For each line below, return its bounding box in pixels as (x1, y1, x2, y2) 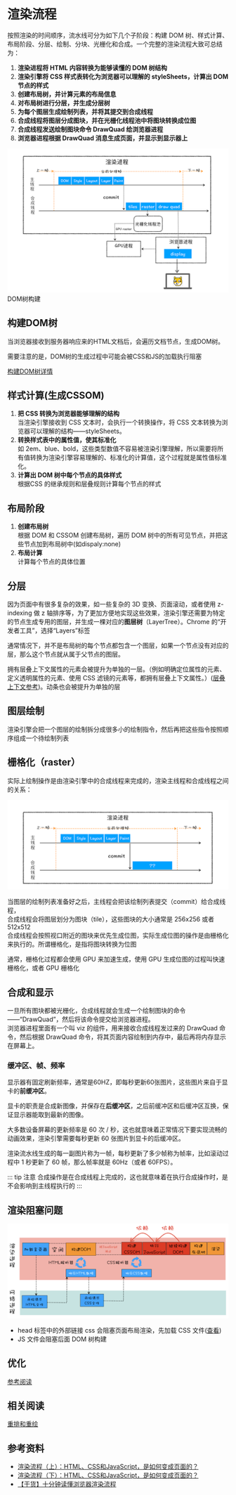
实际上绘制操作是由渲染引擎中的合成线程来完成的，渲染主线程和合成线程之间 (7, 776, 229, 784)
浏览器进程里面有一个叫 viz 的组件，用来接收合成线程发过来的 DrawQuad (7, 1024, 218, 1033)
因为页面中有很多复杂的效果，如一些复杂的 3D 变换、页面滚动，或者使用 (7, 600, 216, 608)
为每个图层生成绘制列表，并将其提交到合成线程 (17, 107, 153, 116)
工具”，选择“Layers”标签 (19, 626, 91, 635)
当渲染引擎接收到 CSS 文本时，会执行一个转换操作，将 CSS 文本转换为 (17, 418, 222, 427)
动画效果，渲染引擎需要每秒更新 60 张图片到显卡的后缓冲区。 (7, 1134, 185, 1143)
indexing (7, 609, 32, 617)
